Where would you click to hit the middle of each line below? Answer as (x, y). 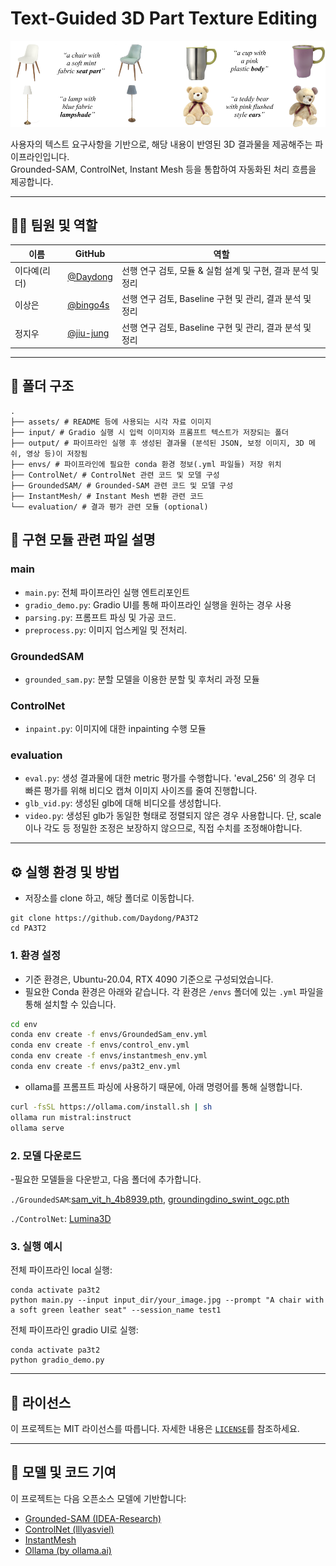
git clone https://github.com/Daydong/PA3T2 (104, 918)
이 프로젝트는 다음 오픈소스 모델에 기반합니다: (98, 1498)
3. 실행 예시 (36, 1246)
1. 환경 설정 (35, 955)
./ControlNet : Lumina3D (61, 1218)
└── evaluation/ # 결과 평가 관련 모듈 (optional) (109, 507)
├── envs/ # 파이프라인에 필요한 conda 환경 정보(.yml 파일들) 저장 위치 (146, 464)
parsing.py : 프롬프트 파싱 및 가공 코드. (100, 617)
